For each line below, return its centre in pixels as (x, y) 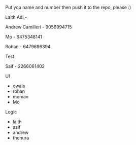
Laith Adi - (16, 17)
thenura (21, 138)
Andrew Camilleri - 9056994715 (39, 27)
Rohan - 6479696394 (28, 47)
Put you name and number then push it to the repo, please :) (68, 7)
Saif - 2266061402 (25, 66)
